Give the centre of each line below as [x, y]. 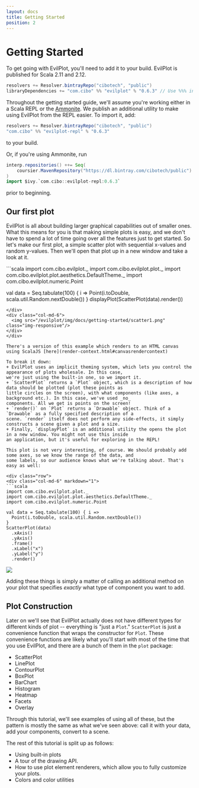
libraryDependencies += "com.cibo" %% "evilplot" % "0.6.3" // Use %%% [96, 91]
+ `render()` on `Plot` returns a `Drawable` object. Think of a [88, 409]
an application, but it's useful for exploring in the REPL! [83, 440]
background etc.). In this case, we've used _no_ [69, 398]
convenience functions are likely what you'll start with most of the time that [98, 639]
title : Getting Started [36, 17]
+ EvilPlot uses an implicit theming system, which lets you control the [99, 367]
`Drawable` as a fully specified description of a [70, 414]
